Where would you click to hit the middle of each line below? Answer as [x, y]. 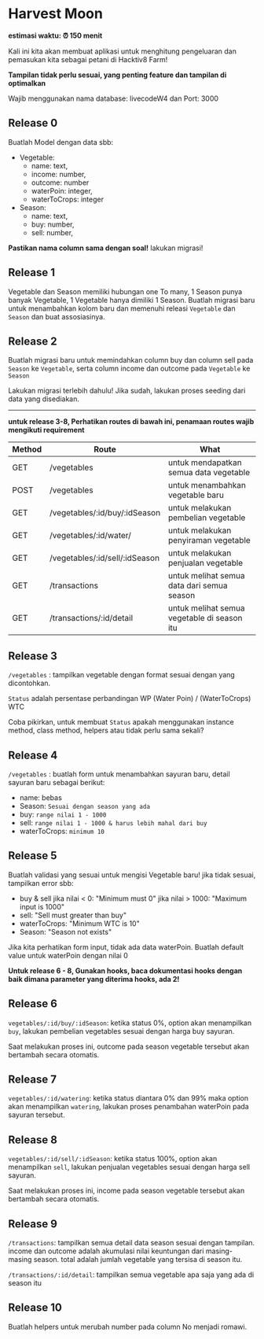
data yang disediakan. [44, 399]
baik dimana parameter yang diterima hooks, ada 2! [94, 979]
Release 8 [33, 1140]
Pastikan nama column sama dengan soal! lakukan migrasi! [106, 248]
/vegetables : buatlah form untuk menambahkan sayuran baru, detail [119, 774]
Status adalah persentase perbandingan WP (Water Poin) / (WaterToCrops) [130, 699]
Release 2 [33, 341]
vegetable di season [205, 618]
